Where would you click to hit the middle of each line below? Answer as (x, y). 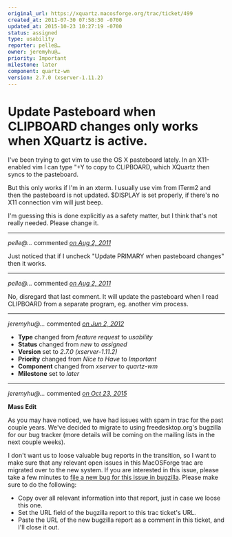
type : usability (31, 39)
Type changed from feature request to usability (85, 337)
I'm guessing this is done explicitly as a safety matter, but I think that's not (113, 216)
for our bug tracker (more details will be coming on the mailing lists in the (112, 435)
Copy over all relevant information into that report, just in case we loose (119, 498)
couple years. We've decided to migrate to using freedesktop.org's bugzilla (115, 428)
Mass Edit (22, 407)
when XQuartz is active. (78, 141)
